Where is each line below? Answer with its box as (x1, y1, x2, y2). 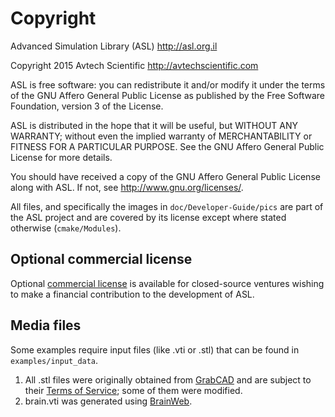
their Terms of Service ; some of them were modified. (24, 384, 243, 396)
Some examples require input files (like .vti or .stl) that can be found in (10, 343, 300, 356)
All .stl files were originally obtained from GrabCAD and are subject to (24, 373, 312, 386)
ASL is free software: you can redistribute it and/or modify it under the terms (10, 78, 326, 91)
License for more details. (10, 151, 113, 163)
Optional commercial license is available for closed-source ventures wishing (10, 277, 325, 289)
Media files (10, 317, 82, 334)
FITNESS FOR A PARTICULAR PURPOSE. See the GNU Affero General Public (10, 140, 325, 152)
